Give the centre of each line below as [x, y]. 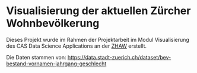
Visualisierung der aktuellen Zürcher [99, 11]
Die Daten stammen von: [36, 57]
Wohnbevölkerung [53, 23]
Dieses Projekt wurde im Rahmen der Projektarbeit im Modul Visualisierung [98, 39]
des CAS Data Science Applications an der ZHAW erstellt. [77, 46]
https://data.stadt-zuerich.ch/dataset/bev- [119, 57]
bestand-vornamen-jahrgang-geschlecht [56, 64]
